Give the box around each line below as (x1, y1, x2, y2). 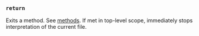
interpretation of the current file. (6, 23, 87, 31)
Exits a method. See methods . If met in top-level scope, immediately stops (6, 17, 193, 24)
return (6, 5, 26, 11)
